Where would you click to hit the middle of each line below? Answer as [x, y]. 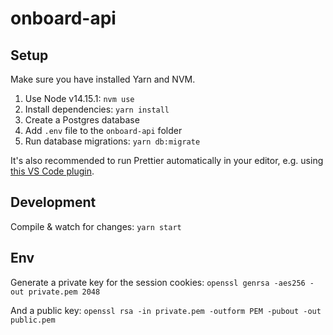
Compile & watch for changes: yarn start [96, 226]
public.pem [33, 320]
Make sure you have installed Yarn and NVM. [103, 79]
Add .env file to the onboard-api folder [103, 130]
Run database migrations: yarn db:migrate [112, 141]
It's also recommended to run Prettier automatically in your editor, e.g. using [167, 160]
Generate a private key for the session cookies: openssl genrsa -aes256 [158, 282]
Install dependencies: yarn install [97, 109]
